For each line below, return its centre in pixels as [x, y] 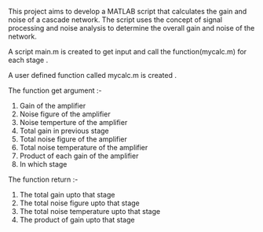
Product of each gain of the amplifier [79, 156]
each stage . [28, 60]
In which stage [43, 164]
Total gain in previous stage [64, 131]
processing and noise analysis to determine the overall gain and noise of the [131, 28]
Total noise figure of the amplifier [73, 139]
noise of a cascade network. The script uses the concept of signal [115, 20]
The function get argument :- [55, 90]
